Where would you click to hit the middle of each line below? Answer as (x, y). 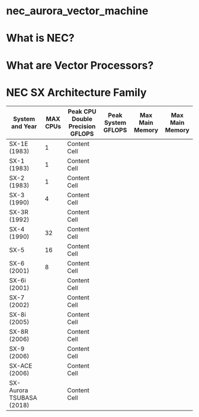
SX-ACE (21, 365)
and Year (24, 126)
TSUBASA (23, 397)
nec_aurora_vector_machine (77, 11)
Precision (82, 126)
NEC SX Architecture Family (76, 92)
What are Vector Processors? (80, 65)
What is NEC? (41, 38)
